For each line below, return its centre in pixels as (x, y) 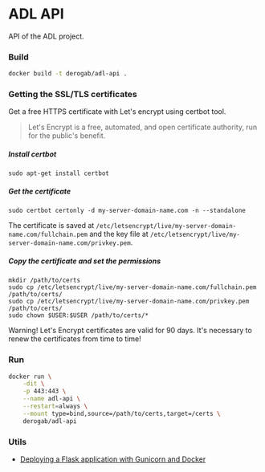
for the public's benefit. (67, 136)
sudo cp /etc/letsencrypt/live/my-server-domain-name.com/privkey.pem (129, 302)
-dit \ (34, 384)
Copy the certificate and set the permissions (85, 261)
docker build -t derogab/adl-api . (68, 74)
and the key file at (119, 234)
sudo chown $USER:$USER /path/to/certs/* (79, 315)
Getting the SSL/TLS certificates (73, 95)
